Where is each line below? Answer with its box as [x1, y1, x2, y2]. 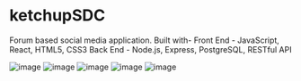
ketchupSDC [9, 5, 106, 26]
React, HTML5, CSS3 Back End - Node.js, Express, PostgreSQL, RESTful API [9, 44, 292, 54]
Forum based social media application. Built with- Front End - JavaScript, [9, 35, 280, 45]
